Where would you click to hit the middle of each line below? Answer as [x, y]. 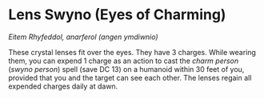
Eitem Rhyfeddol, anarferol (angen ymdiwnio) [83, 37]
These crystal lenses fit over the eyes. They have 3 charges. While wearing [132, 52]
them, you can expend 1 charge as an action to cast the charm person [124, 61]
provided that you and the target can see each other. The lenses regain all [130, 77]
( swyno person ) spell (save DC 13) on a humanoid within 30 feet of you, [126, 69]
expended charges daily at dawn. [63, 86]
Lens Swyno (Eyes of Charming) [117, 15]
